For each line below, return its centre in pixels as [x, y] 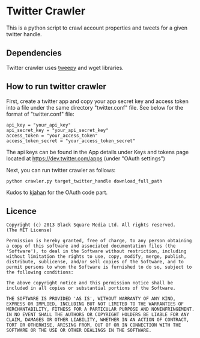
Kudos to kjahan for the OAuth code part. [57, 192]
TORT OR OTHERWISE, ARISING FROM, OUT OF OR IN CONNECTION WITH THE [94, 325]
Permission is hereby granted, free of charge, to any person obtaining [99, 241]
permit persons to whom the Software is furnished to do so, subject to [99, 267]
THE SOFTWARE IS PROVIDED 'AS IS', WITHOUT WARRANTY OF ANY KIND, [91, 299]
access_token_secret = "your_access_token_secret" [71, 141]
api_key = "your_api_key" [38, 125]
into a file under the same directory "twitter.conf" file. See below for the [95, 107]
